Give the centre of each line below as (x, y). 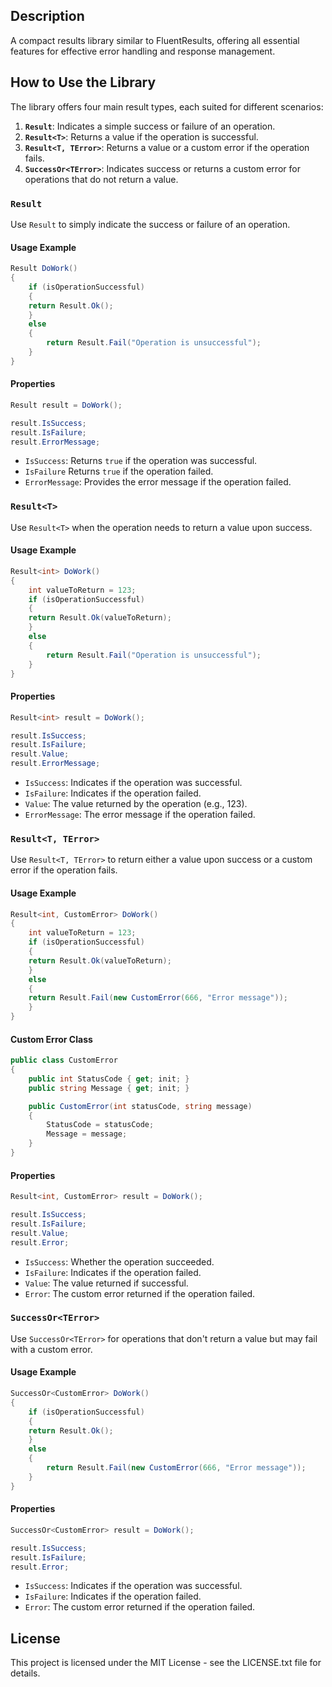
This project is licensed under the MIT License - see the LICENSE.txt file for (166, 1663)
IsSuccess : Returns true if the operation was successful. (141, 461)
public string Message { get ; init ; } (109, 1088)
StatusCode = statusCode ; (100, 1125)
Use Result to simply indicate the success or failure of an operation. (150, 224)
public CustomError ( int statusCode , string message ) (140, 1106)
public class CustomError (64, 1060)
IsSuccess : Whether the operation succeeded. (119, 1261)
